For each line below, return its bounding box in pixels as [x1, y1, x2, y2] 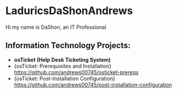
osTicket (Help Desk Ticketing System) [13, 56, 111, 63]
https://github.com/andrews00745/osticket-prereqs [13, 69, 139, 76]
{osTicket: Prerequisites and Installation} [13, 62, 112, 69]
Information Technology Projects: [5, 41, 131, 51]
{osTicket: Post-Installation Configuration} [13, 75, 115, 82]
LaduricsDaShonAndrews [5, 4, 133, 18]
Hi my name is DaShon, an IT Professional [5, 23, 107, 31]
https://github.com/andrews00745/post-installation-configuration [13, 81, 172, 88]
